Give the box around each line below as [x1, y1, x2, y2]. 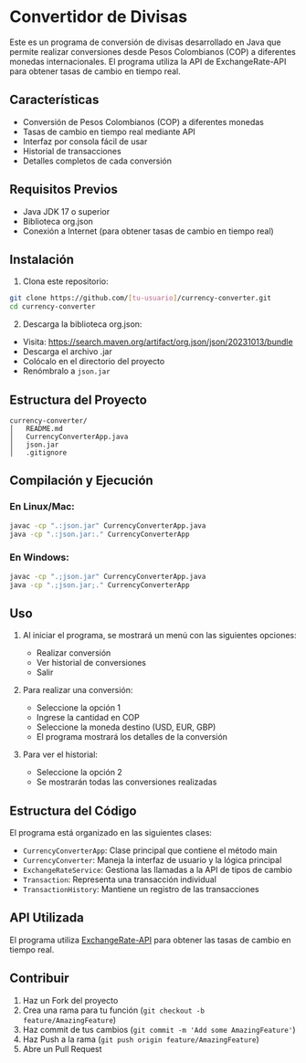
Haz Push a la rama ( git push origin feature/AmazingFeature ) [22, 1034, 260, 1045]
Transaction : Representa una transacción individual [22, 874, 217, 885]
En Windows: [9, 551, 70, 563]
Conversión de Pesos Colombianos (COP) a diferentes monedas [22, 116, 265, 127]
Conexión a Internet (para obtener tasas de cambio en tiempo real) [22, 226, 274, 237]
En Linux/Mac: [9, 500, 75, 513]
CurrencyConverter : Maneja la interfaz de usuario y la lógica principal [22, 855, 282, 866]
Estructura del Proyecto [9, 392, 148, 407]
